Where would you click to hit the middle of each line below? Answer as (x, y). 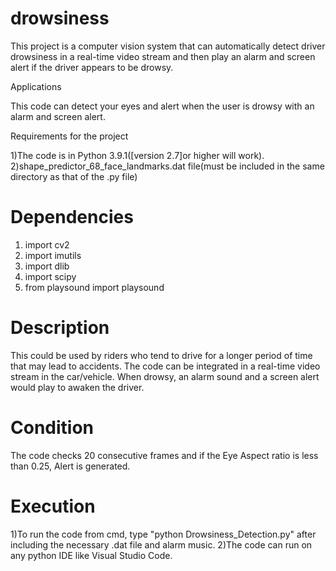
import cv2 (47, 244)
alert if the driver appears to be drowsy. (92, 67)
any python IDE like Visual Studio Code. (91, 555)
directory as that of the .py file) (74, 176)
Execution (53, 506)
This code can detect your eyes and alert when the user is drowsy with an (162, 106)
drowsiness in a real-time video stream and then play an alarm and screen (163, 56)
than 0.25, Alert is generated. (70, 466)
